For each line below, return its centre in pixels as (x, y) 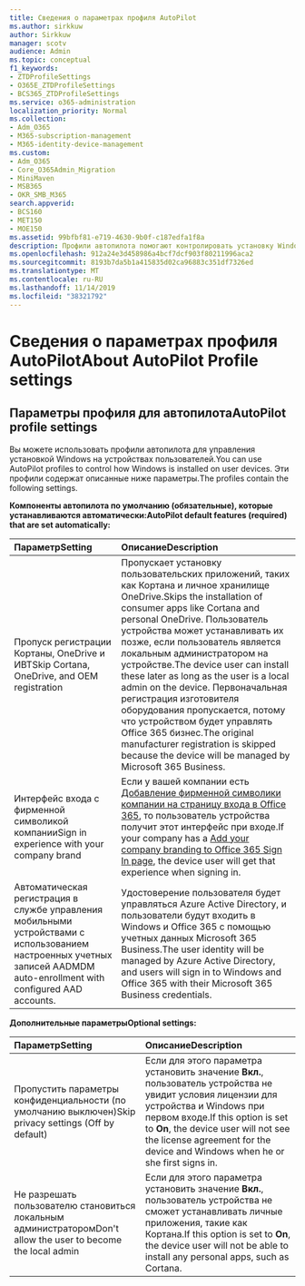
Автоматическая (51, 887)
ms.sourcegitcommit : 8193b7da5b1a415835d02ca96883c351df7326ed (132, 263)
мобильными (43, 920)
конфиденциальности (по (70, 1100)
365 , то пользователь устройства (196, 815)
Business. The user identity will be (193, 949)
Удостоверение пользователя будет (201, 892)
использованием (51, 943)
